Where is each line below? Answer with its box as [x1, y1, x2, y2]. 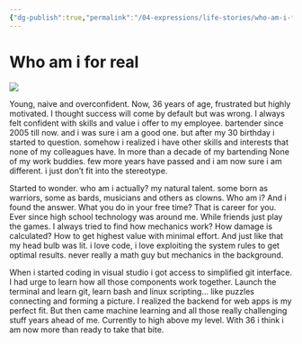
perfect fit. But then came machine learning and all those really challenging [9, 304, 288, 315]
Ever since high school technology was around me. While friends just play [9, 211, 283, 222]
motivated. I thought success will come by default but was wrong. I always [9, 108, 286, 119]
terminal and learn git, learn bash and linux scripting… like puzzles [9, 286, 254, 296]
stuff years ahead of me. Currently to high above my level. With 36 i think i [9, 314, 285, 325]
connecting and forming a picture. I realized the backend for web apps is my [9, 295, 292, 306]
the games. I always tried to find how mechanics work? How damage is [9, 221, 272, 232]
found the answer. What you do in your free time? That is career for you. [9, 201, 277, 212]
